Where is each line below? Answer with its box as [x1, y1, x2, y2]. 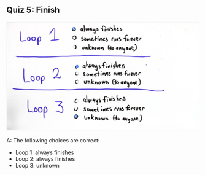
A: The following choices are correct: [6, 137, 100, 144]
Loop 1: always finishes [15, 149, 74, 156]
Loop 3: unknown [15, 162, 60, 169]
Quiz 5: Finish [6, 5, 60, 15]
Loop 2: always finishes [15, 155, 75, 163]
